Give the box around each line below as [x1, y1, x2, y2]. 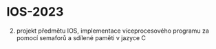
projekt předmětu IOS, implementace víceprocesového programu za [16, 27, 209, 35]
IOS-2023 [6, 4, 64, 20]
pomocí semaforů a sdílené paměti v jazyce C [16, 33, 146, 42]
